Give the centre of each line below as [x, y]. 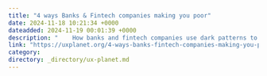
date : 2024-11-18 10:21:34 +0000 [64, 23]
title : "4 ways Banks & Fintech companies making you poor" [110, 15]
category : [25, 52]
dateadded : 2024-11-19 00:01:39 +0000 [72, 30]
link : [17, 45]
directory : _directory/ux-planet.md [69, 60]
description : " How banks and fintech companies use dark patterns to [133, 38]
